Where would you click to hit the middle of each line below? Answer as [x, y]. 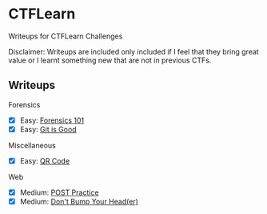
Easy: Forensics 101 [52, 120]
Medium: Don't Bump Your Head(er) [79, 202]
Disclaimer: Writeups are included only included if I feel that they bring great [134, 51]
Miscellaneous [32, 145]
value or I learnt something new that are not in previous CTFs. [110, 60]
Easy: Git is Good [48, 129]
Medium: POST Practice [59, 192]
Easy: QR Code [45, 160]
